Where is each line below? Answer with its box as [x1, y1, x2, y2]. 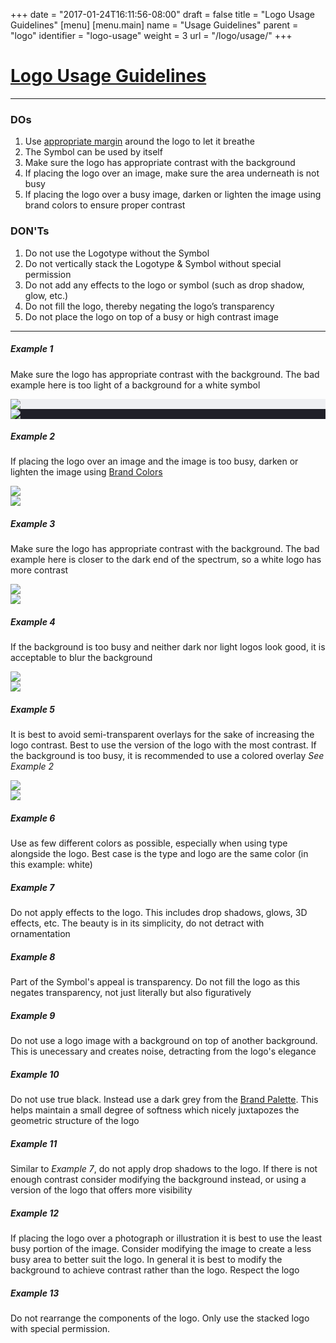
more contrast [10, 564, 69, 576]
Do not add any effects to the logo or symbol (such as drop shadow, [24, 279, 305, 291]
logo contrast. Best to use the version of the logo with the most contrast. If [10, 739, 317, 751]
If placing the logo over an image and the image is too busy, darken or [10, 455, 299, 468]
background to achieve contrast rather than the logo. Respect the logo [10, 1264, 300, 1276]
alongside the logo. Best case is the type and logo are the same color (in [10, 848, 309, 860]
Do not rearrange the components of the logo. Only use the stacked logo [10, 1312, 310, 1324]
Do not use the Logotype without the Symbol [24, 247, 210, 259]
